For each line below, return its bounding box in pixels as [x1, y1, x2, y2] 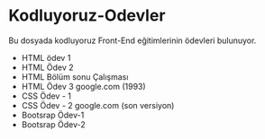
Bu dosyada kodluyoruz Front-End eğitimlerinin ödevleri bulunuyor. [8, 35, 257, 46]
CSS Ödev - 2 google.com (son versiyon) [21, 100, 175, 110]
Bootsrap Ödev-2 [21, 118, 87, 130]
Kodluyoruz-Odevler [8, 5, 166, 26]
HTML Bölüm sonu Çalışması [21, 71, 129, 82]
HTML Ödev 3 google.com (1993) [21, 81, 146, 91]
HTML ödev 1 [21, 52, 71, 63]
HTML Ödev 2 [21, 62, 74, 73]
